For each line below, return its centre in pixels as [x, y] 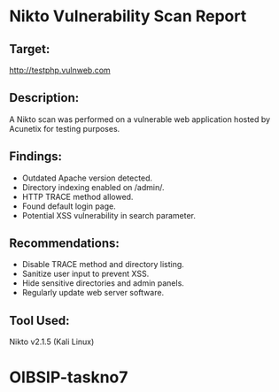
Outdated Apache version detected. [87, 178]
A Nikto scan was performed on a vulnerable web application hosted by [140, 119]
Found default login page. [69, 206]
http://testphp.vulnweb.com [60, 70]
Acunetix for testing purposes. [65, 128]
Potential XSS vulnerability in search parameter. [109, 215]
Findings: [36, 157]
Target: [30, 49]
